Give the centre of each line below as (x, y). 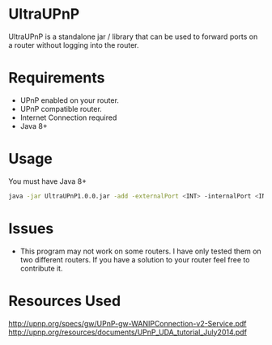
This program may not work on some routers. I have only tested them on (140, 251)
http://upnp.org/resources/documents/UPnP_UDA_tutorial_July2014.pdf (127, 332)
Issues (31, 228)
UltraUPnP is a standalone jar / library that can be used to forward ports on (133, 36)
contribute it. (41, 268)
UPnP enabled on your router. (70, 100)
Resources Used (65, 301)
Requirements (57, 78)
